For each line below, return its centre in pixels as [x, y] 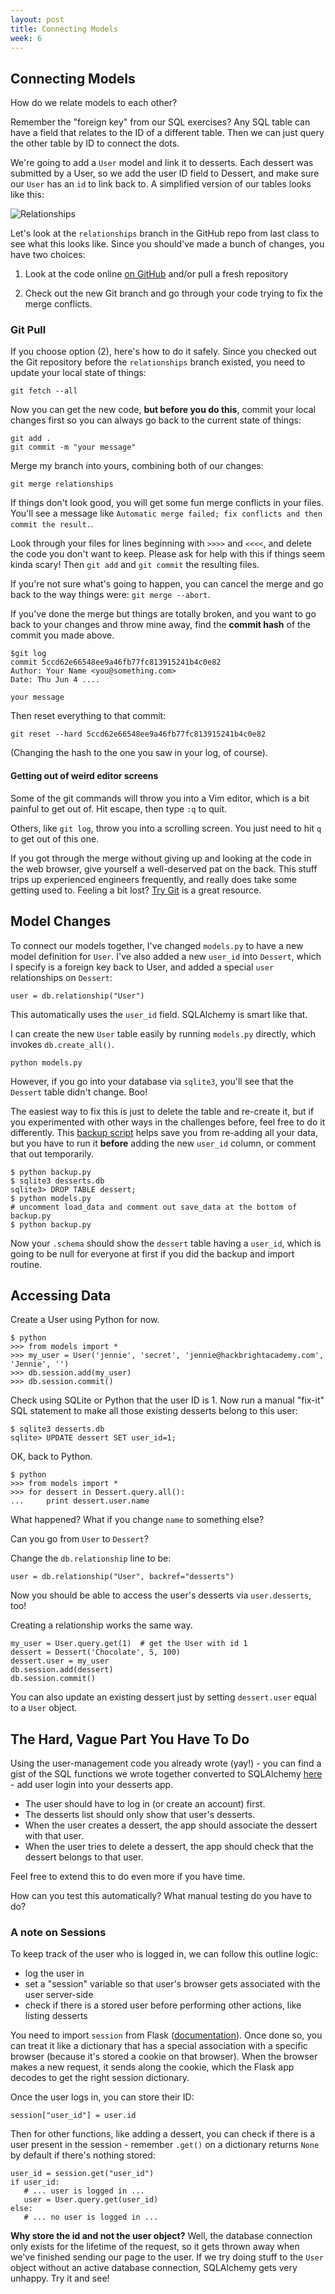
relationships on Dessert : [61, 977]
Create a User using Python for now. [85, 1320]
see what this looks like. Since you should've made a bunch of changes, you [167, 244]
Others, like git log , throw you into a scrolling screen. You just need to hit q [166, 828]
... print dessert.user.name [80, 1501]
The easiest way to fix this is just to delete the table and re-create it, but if [162, 1111]
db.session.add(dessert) [62, 1670]
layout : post [37, 19]
